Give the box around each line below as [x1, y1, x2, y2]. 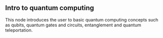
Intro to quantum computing [5, 4, 94, 12]
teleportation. [5, 27, 33, 33]
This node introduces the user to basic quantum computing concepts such [5, 17, 159, 22]
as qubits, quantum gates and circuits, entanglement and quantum [5, 22, 142, 28]
